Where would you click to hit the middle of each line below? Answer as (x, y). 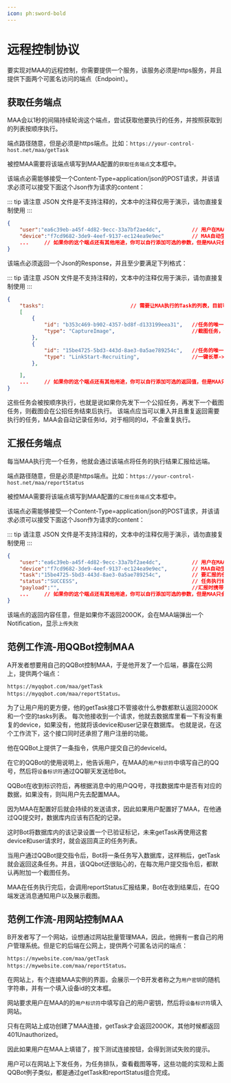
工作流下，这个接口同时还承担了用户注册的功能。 (82, 733)
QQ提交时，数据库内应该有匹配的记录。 (69, 817)
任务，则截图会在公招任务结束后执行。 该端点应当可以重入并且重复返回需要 (113, 411)
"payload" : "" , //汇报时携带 (122, 588)
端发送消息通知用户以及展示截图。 (55, 895)
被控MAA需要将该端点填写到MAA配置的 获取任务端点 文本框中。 (93, 164)
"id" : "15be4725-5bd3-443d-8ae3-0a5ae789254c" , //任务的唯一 (134, 350)
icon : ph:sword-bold (37, 13)
